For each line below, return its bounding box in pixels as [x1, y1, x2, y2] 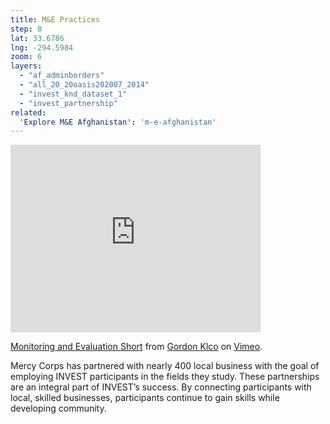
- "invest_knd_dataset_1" [19, 89, 128, 99]
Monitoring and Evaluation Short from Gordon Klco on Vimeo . [10, 341, 263, 353]
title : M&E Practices [10, 14, 101, 25]
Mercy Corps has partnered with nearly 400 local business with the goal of [10, 360, 320, 372]
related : [10, 107, 47, 118]
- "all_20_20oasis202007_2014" [19, 80, 150, 90]
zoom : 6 [10, 52, 43, 62]
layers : [10, 61, 43, 71]
